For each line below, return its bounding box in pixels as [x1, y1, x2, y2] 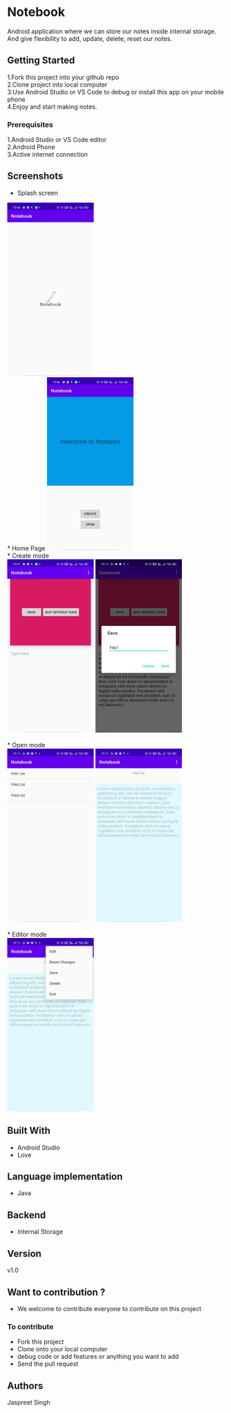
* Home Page [7, 544, 46, 552]
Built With [7, 1125, 50, 1137]
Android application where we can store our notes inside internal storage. [7, 27, 216, 35]
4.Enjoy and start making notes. [7, 102, 98, 111]
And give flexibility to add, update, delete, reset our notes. [7, 34, 173, 42]
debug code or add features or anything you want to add [17, 1353, 179, 1361]
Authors [7, 1380, 44, 1392]
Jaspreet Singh [7, 1398, 50, 1407]
